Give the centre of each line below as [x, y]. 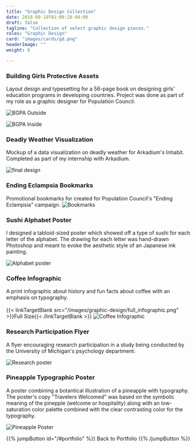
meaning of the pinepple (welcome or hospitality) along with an [83, 403]
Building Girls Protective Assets [53, 76]
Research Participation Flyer [48, 332]
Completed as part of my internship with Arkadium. [68, 159]
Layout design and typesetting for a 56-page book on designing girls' [91, 89]
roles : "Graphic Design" [37, 34]
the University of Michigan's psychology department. [71, 351]
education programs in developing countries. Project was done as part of [95, 95]
